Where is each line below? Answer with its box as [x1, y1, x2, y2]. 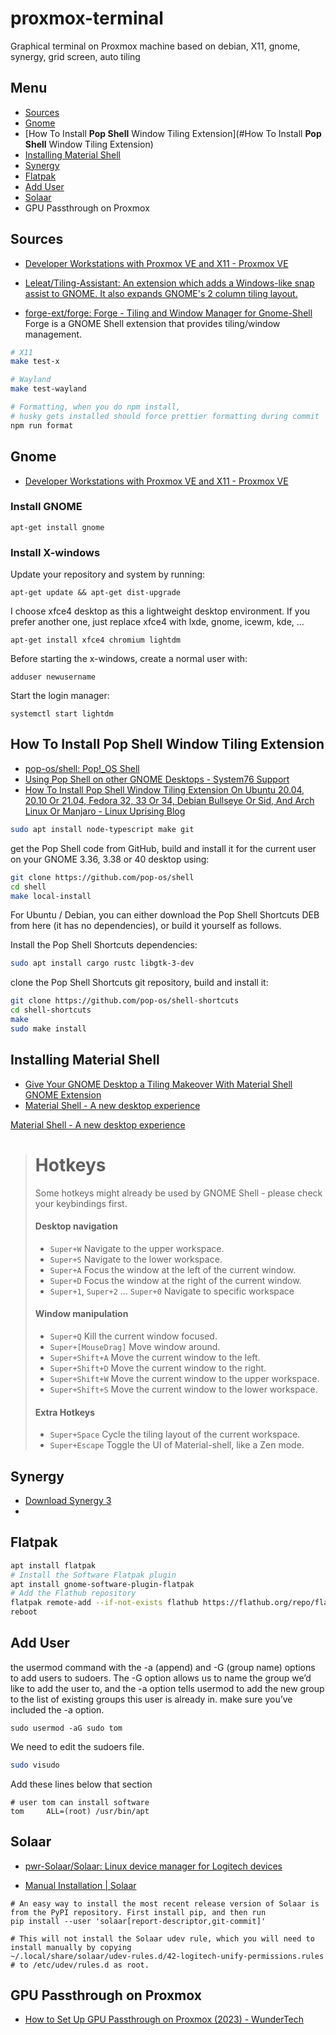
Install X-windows [10, 545, 101, 559]
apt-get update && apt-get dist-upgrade [10, 588, 182, 598]
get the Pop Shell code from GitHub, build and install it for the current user [10, 842, 317, 854]
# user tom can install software [10, 1797, 150, 1807]
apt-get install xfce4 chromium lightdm [10, 635, 182, 646]
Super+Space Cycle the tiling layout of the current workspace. [49, 1428, 301, 1441]
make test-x [10, 357, 60, 367]
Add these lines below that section [10, 1778, 153, 1790]
